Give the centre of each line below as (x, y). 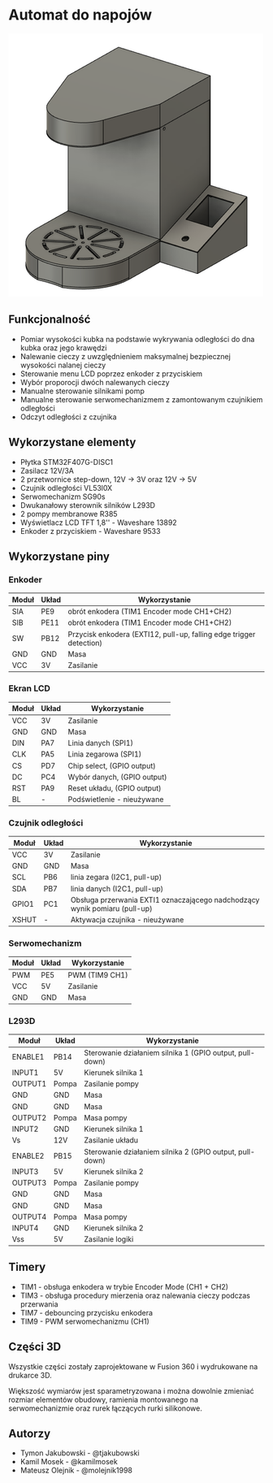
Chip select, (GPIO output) (112, 765)
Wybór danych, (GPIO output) (117, 777)
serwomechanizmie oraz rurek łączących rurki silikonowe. (106, 1408)
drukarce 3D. (30, 1375)
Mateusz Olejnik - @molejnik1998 (76, 1470)
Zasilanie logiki (109, 1239)
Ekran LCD (30, 688)
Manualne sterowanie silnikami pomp (82, 391)
